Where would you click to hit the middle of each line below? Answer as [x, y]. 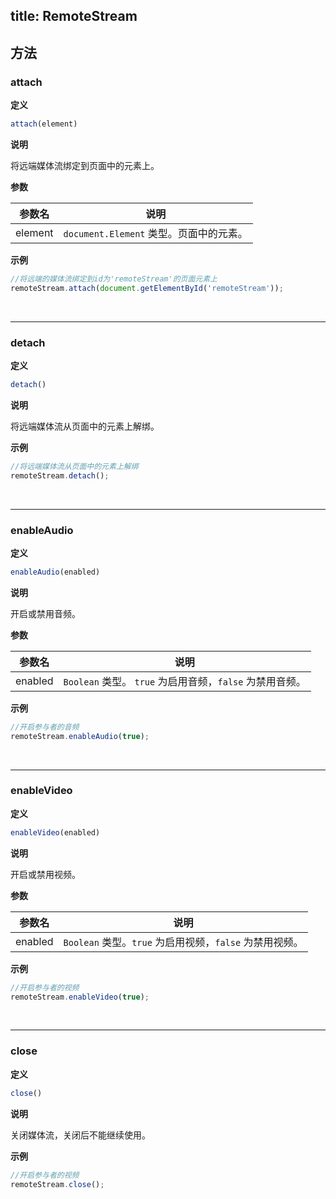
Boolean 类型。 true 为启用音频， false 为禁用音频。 [185, 681]
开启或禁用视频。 [45, 874]
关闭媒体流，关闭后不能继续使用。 [80, 1135]
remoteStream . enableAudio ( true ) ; [80, 736]
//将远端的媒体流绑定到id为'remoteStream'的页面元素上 [114, 279]
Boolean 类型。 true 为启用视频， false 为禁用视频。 [183, 942]
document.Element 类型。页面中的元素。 [155, 233]
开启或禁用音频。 [45, 613]
